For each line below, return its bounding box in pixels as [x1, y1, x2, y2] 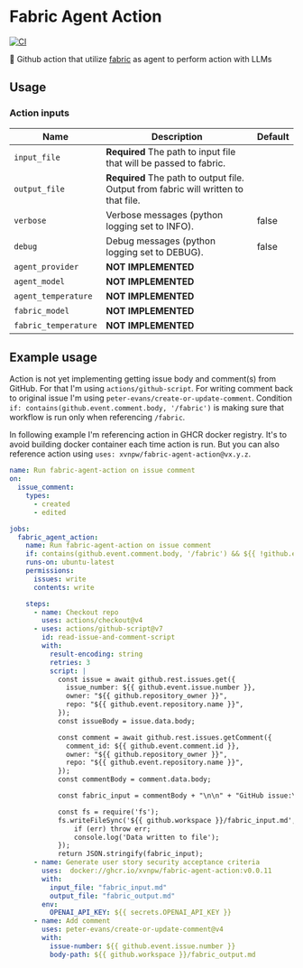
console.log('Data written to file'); [73, 833, 220, 842]
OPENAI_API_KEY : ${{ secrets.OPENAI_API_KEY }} [49, 908, 232, 917]
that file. [106, 194, 141, 207]
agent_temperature [14, 290, 93, 301]
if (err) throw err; [73, 824, 151, 834]
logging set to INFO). [106, 219, 194, 232]
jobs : [9, 524, 30, 533]
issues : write [32, 575, 87, 584]
